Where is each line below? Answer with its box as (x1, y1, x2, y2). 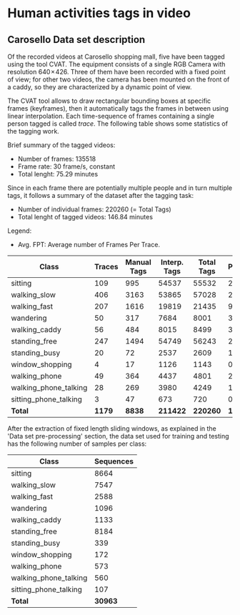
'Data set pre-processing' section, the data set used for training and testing (7, 432, 230, 440)
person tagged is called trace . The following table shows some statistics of (7, 119, 229, 128)
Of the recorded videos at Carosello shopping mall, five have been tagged (7, 52, 225, 61)
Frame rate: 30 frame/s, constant (17, 162, 116, 171)
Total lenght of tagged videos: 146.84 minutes (17, 213, 154, 221)
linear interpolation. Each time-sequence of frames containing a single (7, 112, 214, 120)
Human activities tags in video (7, 5, 191, 21)
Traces (94, 262, 119, 271)
